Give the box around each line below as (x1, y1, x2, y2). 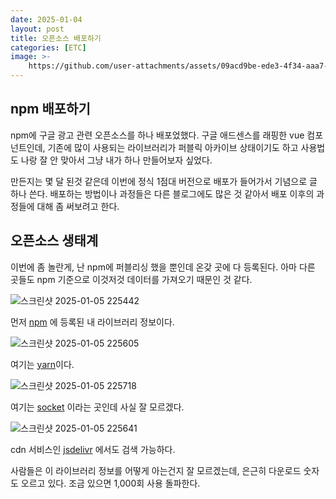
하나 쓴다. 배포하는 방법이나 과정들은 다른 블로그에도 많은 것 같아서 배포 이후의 (10, 187, 315, 200)
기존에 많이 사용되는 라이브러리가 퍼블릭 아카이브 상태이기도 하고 (47, 141, 299, 153)
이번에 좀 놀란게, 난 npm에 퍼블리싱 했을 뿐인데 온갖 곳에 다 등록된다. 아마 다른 (10, 261, 316, 273)
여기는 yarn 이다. (10, 358, 75, 370)
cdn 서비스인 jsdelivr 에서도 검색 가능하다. (10, 443, 176, 455)
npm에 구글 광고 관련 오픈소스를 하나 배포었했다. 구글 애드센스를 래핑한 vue (10, 129, 305, 141)
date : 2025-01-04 (10, 14, 83, 25)
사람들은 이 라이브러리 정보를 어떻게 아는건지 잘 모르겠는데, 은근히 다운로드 (10, 464, 302, 476)
